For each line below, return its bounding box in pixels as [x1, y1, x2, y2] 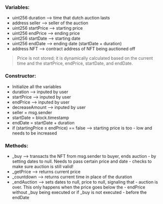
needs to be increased [12, 130, 57, 136]
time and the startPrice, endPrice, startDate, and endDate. [16, 60, 133, 67]
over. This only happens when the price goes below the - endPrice [12, 184, 146, 190]
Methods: [5, 142, 29, 149]
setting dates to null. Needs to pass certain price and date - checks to [12, 158, 152, 164]
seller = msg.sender [12, 109, 52, 115]
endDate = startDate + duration [12, 119, 75, 125]
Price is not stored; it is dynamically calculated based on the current [16, 55, 153, 61]
